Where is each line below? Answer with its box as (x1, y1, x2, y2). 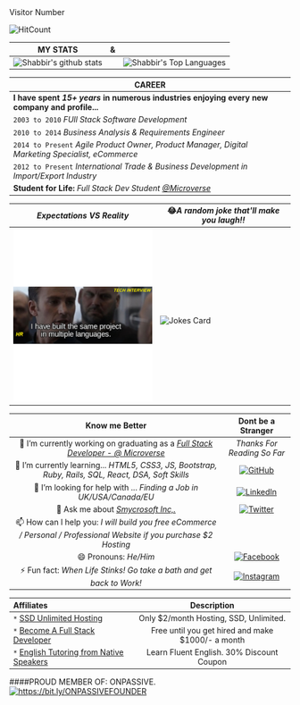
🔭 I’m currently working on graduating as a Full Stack (19, 438, 213, 449)
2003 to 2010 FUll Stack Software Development (12, 114, 187, 125)
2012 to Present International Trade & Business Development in (12, 161, 248, 172)
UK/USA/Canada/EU (78, 491, 154, 502)
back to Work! (90, 577, 143, 588)
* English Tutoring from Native (12, 647, 124, 658)
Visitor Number (9, 7, 65, 17)
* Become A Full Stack (12, 625, 96, 636)
